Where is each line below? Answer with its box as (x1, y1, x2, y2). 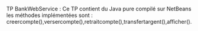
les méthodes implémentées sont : (6, 12, 93, 19)
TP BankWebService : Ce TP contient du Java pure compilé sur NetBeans (6, 5, 191, 12)
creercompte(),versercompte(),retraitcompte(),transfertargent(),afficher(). (6, 18, 193, 25)
